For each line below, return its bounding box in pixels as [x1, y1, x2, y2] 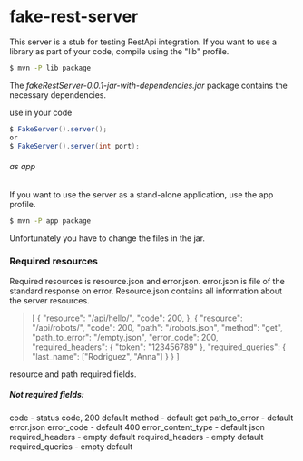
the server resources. [9, 294, 90, 305]
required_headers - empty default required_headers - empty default [9, 431, 264, 442]
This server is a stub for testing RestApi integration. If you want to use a [9, 36, 278, 47]
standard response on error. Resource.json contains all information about [9, 285, 283, 296]
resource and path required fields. [9, 369, 137, 379]
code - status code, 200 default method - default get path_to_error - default [9, 412, 294, 423]
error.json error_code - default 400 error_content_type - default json [9, 421, 266, 432]
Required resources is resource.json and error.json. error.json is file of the [9, 275, 286, 286]
